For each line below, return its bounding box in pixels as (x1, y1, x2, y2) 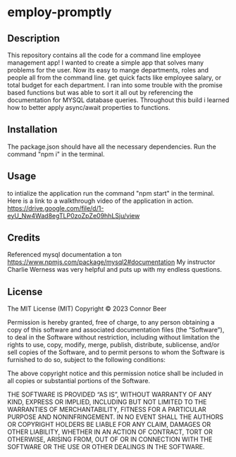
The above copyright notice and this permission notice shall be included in (7, 369, 223, 377)
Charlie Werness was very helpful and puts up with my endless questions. (7, 265, 222, 274)
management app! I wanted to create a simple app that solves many (7, 58, 204, 67)
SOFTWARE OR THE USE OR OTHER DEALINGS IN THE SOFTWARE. (7, 443, 205, 451)
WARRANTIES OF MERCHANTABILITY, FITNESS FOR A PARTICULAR (7, 406, 206, 414)
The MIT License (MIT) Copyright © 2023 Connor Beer (7, 304, 167, 313)
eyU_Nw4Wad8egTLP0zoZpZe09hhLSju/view (7, 211, 140, 220)
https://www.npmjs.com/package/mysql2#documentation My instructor (7, 258, 216, 266)
